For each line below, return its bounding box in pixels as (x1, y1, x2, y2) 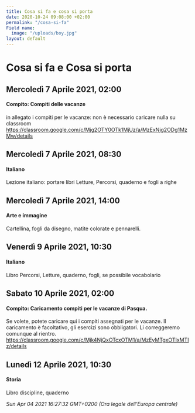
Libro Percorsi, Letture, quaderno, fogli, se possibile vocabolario (6, 271, 161, 278)
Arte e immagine (6, 212, 47, 219)
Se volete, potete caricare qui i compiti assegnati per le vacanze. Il (6, 318, 166, 325)
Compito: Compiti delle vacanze (6, 101, 86, 108)
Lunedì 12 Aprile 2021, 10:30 (6, 360, 112, 370)
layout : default (6, 36, 46, 42)
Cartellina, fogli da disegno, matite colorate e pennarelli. (6, 225, 141, 232)
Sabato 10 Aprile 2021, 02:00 (6, 288, 115, 298)
